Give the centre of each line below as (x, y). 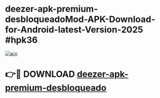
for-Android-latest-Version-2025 (74, 30)
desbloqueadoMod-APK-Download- (80, 19)
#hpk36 (21, 40)
